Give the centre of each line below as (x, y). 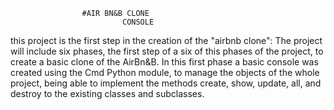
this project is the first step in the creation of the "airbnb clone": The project (166, 40)
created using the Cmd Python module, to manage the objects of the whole (165, 72)
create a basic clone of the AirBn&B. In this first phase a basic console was (164, 62)
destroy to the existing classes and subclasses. (107, 93)
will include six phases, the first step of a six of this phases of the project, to (167, 51)
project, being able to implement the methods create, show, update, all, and (166, 83)
